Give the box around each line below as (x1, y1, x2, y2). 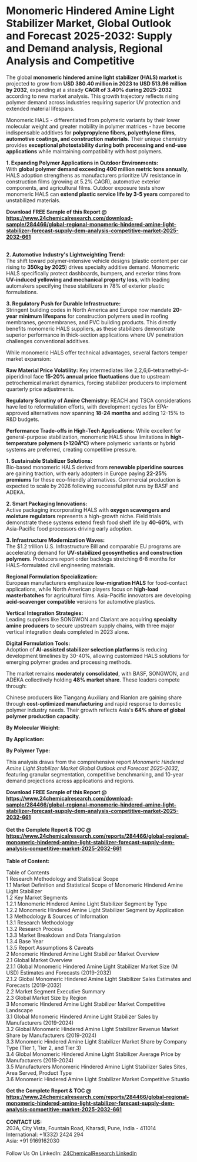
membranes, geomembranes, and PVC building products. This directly (6, 318, 176, 325)
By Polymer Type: (6, 747, 51, 754)
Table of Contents (6, 868, 50, 876)
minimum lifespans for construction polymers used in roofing (18, 312, 169, 320)
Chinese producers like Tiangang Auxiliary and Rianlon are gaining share (6, 694, 182, 701)
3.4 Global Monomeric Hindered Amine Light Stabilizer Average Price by (6, 1051, 181, 1058)
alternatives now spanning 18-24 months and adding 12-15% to (30, 409, 185, 416)
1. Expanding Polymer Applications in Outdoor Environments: (6, 159, 159, 166)
